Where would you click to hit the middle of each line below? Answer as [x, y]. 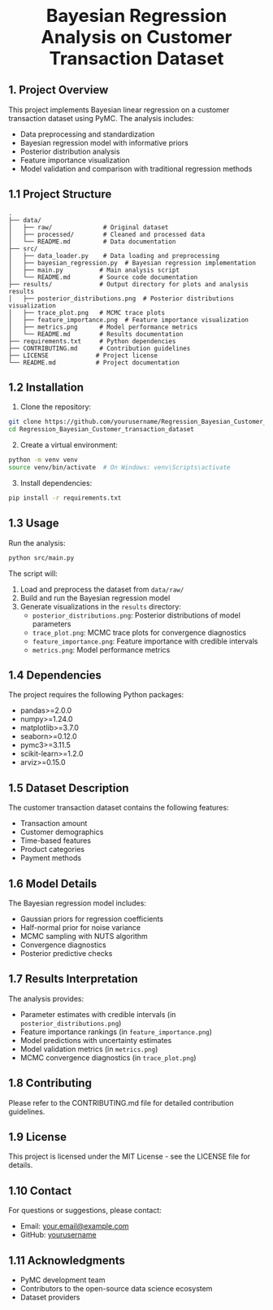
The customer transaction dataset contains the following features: [119, 808]
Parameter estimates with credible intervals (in [98, 1014]
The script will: [33, 573]
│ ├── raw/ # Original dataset [89, 227]
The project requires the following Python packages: [96, 695]
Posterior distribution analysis [70, 151]
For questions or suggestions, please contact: [85, 1211]
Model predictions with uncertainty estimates [96, 1040]
